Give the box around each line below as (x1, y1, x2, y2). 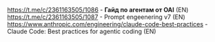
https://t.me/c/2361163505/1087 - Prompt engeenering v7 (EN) (7, 13, 186, 21)
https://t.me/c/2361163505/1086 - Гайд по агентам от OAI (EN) (7, 6, 189, 14)
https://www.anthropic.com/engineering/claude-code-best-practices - (7, 20, 208, 28)
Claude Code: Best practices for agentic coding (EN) (7, 27, 156, 35)
